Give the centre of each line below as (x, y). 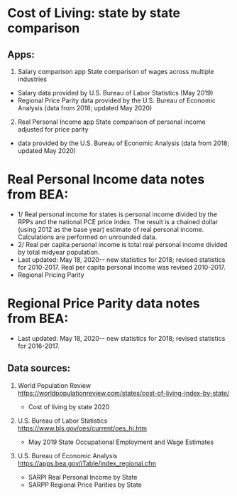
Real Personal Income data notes (106, 180)
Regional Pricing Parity (51, 275)
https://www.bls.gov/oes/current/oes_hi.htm (82, 428)
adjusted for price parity (53, 129)
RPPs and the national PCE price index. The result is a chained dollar (118, 221)
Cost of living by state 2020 (69, 406)
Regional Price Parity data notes (104, 304)
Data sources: (39, 368)
